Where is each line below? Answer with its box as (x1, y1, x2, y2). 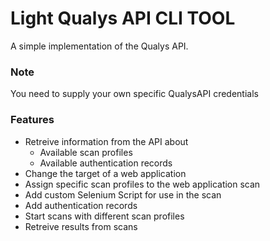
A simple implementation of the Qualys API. (10, 40, 189, 52)
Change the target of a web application (24, 167, 187, 179)
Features (10, 113, 55, 127)
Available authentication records (39, 157, 173, 169)
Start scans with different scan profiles (24, 210, 185, 222)
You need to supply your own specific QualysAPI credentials (10, 88, 259, 100)
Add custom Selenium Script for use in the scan (24, 188, 222, 201)
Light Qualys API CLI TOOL (10, 7, 236, 30)
